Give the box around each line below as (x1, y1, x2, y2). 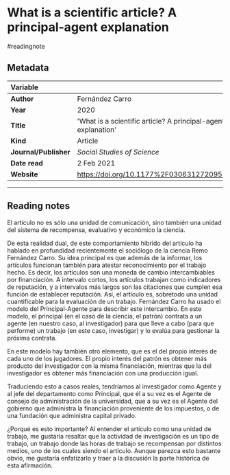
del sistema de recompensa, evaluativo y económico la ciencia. (7, 225, 186, 234)
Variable (10, 82, 39, 92)
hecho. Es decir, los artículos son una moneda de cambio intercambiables (7, 268, 216, 276)
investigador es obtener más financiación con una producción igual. (7, 369, 199, 377)
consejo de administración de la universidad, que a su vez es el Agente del (7, 397, 218, 405)
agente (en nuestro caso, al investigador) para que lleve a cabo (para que (7, 319, 214, 327)
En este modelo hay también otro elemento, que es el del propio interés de (7, 347, 218, 355)
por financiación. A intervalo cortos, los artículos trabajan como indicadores (7, 275, 221, 283)
